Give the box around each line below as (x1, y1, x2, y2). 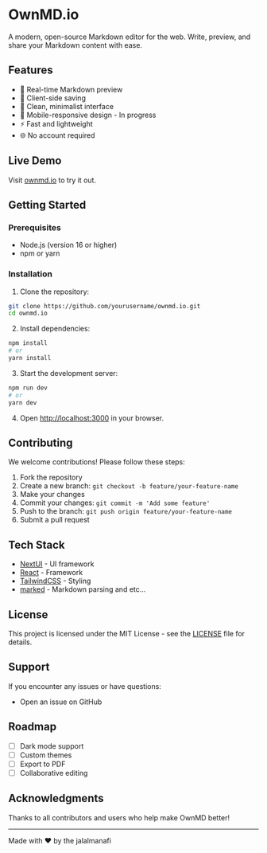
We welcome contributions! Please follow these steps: (8, 457, 185, 467)
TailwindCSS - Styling (19, 576, 91, 586)
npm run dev (8, 384, 48, 392)
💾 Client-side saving (19, 93, 86, 103)
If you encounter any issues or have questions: (8, 681, 161, 691)
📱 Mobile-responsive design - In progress (19, 110, 157, 119)
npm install (8, 339, 48, 347)
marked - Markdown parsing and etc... (19, 585, 146, 594)
